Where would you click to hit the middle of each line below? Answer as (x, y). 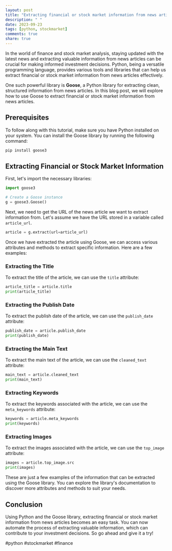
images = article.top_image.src (40, 463)
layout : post (19, 10)
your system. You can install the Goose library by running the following (80, 135)
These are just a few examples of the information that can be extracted (80, 478)
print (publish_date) (27, 336)
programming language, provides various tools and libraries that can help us (86, 69)
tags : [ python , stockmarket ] (36, 29)
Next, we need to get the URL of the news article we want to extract (77, 212)
